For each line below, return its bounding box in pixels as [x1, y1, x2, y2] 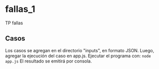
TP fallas [5, 20, 23, 26]
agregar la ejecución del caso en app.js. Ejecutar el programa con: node [5, 53, 151, 59]
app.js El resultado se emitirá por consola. [5, 58, 92, 64]
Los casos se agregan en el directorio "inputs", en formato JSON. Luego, [5, 47, 155, 53]
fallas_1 [5, 3, 36, 15]
